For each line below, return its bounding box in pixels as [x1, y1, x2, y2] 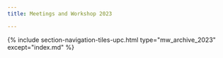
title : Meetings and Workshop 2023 [7, 10, 113, 17]
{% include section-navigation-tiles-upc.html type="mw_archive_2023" [7, 36, 216, 44]
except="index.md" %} [7, 43, 75, 51]
